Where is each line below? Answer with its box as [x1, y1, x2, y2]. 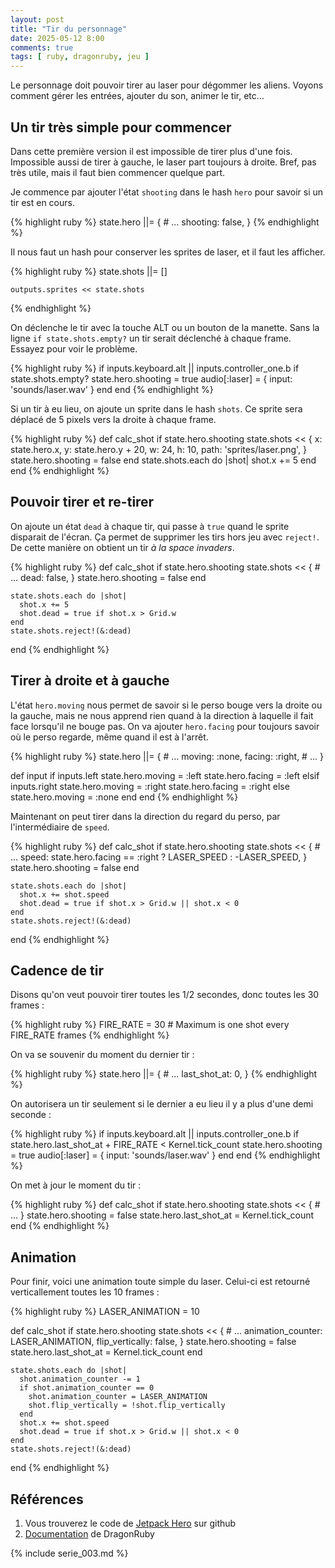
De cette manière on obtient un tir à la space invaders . [10, 541, 235, 553]
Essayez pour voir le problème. [10, 342, 138, 355]
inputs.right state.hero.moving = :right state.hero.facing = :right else [10, 780, 290, 792]
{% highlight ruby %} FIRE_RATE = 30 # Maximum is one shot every [10, 1019, 290, 1031]
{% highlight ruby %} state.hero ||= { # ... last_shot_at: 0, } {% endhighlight [10, 1068, 318, 1080]
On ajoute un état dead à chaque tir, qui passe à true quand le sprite [10, 520, 290, 532]
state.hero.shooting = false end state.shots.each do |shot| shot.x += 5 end [10, 454, 317, 466]
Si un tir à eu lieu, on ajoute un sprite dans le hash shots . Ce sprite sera [10, 402, 303, 415]
